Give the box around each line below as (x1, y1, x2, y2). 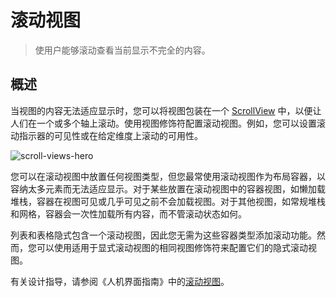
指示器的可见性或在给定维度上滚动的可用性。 (18, 129, 203, 141)
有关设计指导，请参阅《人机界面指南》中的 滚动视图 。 (10, 275, 230, 287)
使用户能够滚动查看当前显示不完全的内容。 (34, 44, 211, 56)
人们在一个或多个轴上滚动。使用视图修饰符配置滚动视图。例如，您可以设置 (10, 117, 317, 129)
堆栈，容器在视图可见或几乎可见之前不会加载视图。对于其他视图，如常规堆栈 (10, 195, 326, 207)
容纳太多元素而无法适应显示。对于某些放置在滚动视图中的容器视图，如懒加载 (10, 182, 326, 195)
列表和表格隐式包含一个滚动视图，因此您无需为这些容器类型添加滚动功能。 (10, 229, 317, 241)
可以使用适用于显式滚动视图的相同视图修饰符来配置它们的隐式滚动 (36, 241, 308, 253)
